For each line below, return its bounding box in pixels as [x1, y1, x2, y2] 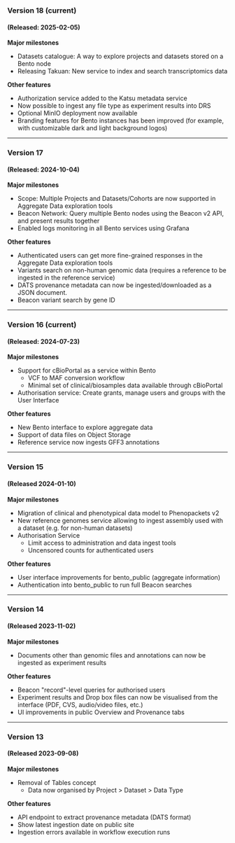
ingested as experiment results [17, 658, 107, 667]
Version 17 [7, 148, 43, 158]
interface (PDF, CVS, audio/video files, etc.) [17, 700, 143, 709]
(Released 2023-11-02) [7, 622, 76, 630]
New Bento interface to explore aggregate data [17, 423, 153, 432]
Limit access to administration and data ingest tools [27, 538, 176, 547]
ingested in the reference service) [17, 274, 115, 282]
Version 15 [7, 462, 44, 472]
